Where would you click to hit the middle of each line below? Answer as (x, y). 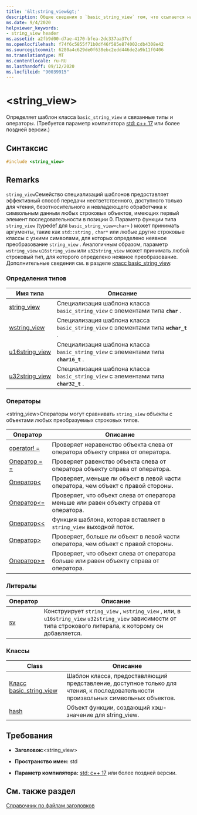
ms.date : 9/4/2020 (28, 22)
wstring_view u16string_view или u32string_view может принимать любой (98, 250)
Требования (29, 736)
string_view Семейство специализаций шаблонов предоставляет (87, 194)
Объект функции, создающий (108, 707)
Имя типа (30, 293)
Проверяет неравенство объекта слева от (112, 445)
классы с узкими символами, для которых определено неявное (86, 238)
